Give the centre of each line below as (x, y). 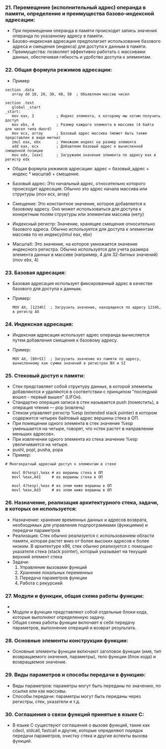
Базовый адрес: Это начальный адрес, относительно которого (79, 183)
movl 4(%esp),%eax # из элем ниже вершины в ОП (62, 486)
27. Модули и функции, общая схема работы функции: (75, 596)
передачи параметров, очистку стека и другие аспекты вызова (80, 736)
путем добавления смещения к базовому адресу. (65, 340)
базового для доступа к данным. (47, 288)
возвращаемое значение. (39, 662)
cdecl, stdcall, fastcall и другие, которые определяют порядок (78, 730)
